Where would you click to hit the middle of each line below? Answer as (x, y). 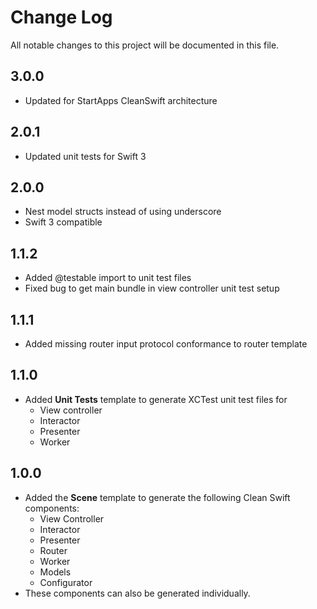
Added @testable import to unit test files (108, 278)
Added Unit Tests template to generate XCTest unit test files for (156, 399)
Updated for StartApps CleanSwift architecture (121, 100)
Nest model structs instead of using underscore (123, 212)
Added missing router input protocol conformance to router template (166, 344)
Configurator (66, 582)
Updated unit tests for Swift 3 (85, 156)
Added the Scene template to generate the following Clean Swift (157, 497)
